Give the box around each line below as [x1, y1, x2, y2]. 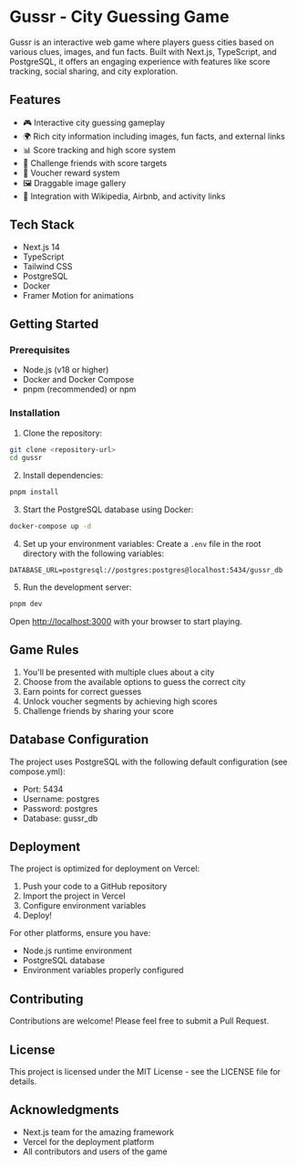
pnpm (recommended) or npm [22, 383, 137, 394]
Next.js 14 [22, 241, 61, 252]
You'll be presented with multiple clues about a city [22, 667, 215, 678]
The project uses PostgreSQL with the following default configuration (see [9, 756, 288, 767]
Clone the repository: [22, 427, 103, 438]
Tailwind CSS [22, 260, 73, 271]
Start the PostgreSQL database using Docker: [22, 504, 194, 515]
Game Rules [9, 642, 79, 658]
